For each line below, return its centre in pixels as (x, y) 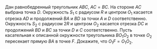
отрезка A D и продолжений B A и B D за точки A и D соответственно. (76, 18)
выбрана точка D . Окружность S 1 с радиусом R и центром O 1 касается (79, 13)
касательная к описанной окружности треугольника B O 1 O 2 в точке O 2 (78, 36)
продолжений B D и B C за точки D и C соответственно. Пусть (69, 30)
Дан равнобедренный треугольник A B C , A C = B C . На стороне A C (73, 7)
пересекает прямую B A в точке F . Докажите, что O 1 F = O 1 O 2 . (69, 42)
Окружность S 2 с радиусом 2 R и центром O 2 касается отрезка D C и (76, 24)
